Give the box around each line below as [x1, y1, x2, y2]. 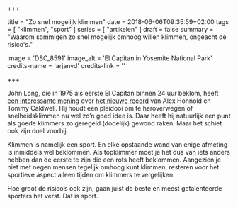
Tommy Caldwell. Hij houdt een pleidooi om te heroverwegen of [7, 104, 193, 112]
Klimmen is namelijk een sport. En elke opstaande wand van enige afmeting [7, 140, 228, 149]
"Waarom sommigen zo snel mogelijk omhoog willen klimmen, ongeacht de [7, 33, 227, 41]
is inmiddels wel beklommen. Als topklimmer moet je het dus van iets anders [7, 148, 230, 156]
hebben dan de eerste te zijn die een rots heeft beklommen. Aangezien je [7, 155, 222, 164]
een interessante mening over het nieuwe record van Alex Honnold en [7, 96, 211, 105]
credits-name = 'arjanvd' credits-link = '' [7, 62, 125, 69]
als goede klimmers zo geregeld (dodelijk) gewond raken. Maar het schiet [7, 119, 222, 128]
